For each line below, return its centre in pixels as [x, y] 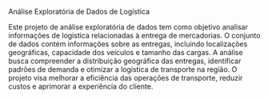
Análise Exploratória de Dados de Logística [79, 12]
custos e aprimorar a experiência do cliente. [81, 86]
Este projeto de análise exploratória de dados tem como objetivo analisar [128, 27]
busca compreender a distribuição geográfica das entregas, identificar [125, 61]
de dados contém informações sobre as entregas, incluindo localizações [128, 44]
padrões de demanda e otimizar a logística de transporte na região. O [123, 69]
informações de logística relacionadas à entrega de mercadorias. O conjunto [134, 36]
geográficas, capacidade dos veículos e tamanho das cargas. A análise [126, 52]
